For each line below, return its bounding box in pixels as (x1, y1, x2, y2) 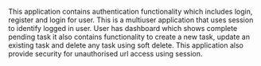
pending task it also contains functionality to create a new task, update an (8, 32, 251, 41)
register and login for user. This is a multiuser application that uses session (8, 15, 254, 25)
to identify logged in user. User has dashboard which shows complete (8, 24, 238, 33)
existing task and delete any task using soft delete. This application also (8, 41, 244, 50)
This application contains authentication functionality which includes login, (8, 7, 253, 16)
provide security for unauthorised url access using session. (8, 49, 203, 58)
